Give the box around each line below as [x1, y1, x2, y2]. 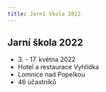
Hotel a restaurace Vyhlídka [17, 63, 100, 71]
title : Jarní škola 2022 [7, 10, 81, 18]
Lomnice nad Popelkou [17, 70, 85, 79]
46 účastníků [17, 78, 57, 86]
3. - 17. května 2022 [17, 55, 76, 64]
